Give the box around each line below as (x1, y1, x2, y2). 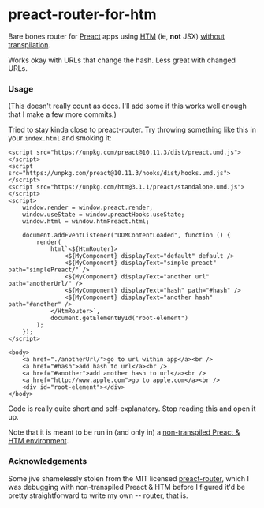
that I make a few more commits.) (8, 110, 117, 119)
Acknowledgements (8, 456, 87, 467)
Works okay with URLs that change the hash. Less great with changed (8, 55, 236, 65)
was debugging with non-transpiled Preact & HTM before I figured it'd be (8, 482, 246, 491)
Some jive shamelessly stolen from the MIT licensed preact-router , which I (8, 473, 250, 483)
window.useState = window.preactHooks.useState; (22, 211, 185, 219)
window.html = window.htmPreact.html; (22, 218, 150, 226)
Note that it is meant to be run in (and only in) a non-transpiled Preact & (8, 428, 240, 437)
